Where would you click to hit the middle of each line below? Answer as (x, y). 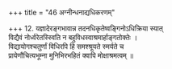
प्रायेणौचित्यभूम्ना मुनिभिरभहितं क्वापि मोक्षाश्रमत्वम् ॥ (71, 55)
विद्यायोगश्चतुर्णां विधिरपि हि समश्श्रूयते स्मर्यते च (66, 47)
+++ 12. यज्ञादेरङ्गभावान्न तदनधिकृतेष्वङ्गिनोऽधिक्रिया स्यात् (86, 28)
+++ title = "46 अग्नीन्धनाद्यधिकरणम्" (62, 12)
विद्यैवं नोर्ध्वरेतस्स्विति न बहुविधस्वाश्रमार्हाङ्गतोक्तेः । (73, 37)
